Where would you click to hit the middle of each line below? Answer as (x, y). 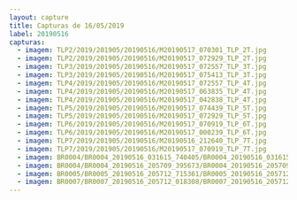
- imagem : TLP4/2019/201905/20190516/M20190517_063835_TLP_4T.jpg (142, 91)
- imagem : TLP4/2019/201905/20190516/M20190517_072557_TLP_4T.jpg (142, 83)
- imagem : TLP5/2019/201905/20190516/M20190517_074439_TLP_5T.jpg (142, 108)
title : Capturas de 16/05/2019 (67, 26)
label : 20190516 (39, 34)
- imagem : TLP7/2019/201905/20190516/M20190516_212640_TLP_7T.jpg (142, 141)
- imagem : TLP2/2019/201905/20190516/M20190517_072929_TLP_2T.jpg (142, 58)
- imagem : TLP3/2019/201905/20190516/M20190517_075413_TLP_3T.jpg (142, 75)
